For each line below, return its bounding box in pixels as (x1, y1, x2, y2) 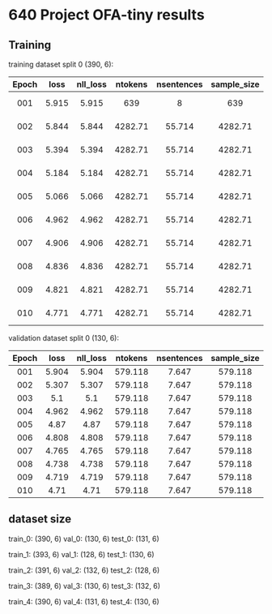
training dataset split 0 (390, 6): (8, 59, 114, 69)
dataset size (8, 513, 71, 526)
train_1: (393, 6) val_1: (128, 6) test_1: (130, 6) (8, 549, 155, 559)
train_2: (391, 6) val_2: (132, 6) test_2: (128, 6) (8, 565, 160, 575)
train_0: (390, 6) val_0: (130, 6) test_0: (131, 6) (8, 534, 159, 543)
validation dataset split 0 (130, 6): (8, 333, 120, 342)
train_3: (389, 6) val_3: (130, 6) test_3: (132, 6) (8, 581, 160, 590)
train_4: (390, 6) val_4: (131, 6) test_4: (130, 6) (8, 596, 159, 606)
